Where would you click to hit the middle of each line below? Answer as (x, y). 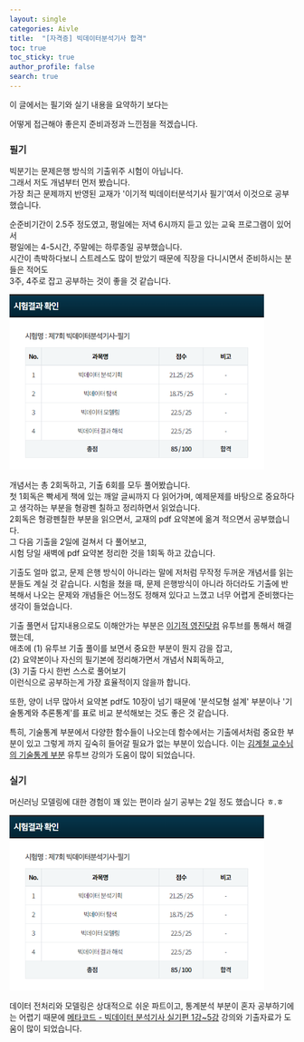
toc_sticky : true (42, 58)
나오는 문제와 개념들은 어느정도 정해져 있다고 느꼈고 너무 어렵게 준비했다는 (164, 595)
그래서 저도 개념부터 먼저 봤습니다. (70, 182)
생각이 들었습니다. (41, 606)
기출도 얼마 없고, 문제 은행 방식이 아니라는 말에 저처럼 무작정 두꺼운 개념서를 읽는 (152, 572)
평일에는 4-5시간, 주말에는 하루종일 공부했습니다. (96, 247)
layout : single (38, 19)
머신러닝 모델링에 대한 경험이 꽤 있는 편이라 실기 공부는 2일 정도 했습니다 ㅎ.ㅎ (147, 802)
